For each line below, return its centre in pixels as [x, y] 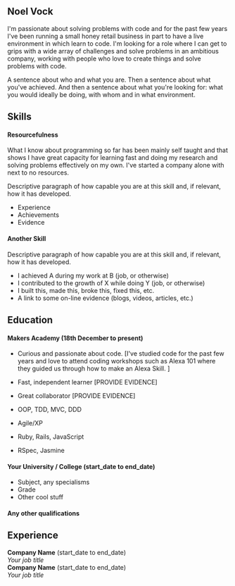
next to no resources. [38, 173]
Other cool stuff [40, 497]
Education [30, 320]
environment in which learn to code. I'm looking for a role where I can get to [117, 43]
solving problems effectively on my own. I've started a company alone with [116, 166]
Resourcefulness [33, 135]
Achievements [38, 215]
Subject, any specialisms [53, 482]
